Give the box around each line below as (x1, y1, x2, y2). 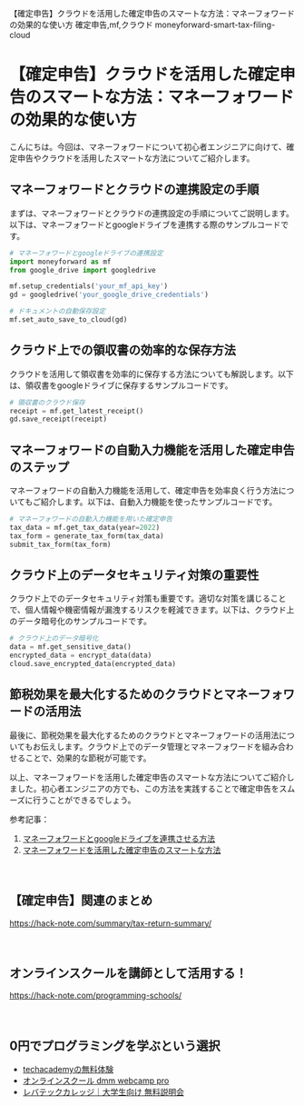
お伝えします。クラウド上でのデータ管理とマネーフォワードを (32, 741, 262, 752)
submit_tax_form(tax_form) (9, 540, 112, 549)
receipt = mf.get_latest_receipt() (9, 406, 144, 415)
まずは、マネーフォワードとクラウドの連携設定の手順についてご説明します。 (9, 207, 295, 218)
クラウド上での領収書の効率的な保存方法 (9, 343, 236, 358)
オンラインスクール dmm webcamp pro (22, 1075, 170, 1086)
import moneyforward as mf (9, 257, 112, 266)
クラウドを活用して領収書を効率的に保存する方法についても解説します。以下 (9, 368, 295, 379)
